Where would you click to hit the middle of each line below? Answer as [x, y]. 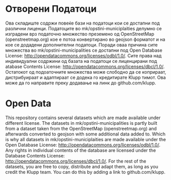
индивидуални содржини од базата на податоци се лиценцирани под [81, 61]
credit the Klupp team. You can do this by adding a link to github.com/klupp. [85, 172]
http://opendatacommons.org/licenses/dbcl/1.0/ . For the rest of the [76, 161]
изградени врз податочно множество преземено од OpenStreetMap [80, 34]
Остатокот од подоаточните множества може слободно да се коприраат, [86, 72]
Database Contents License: [35, 155]
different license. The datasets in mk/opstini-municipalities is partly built [81, 123]
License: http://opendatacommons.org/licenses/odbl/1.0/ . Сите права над [83, 55]
